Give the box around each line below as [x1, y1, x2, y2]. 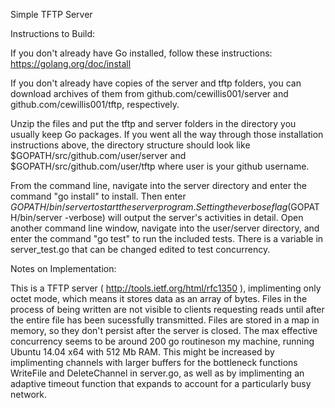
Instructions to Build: [10, 28, 96, 39]
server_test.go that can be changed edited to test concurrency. [10, 244, 271, 255]
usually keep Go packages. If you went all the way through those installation [10, 129, 324, 140]
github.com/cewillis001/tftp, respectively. [10, 99, 180, 110]
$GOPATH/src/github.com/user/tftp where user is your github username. [10, 160, 310, 172]
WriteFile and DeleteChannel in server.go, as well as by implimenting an [10, 367, 305, 379]
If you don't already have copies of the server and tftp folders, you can [10, 77, 302, 89]
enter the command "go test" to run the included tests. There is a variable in [10, 233, 324, 244]
